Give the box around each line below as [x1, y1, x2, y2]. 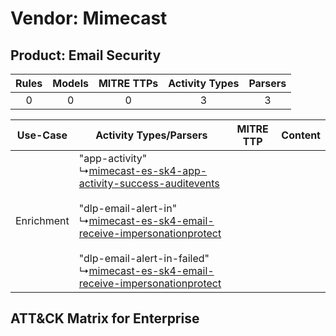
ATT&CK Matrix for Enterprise [10, 310, 200, 327]
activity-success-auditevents [78, 177, 220, 190]
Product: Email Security [10, 47, 162, 64]
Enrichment [15, 214, 70, 227]
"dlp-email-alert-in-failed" [78, 252, 210, 265]
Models [52, 77, 89, 90]
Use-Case [16, 128, 68, 142]
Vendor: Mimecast [10, 7, 168, 30]
